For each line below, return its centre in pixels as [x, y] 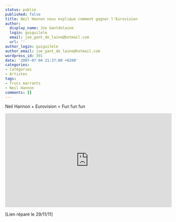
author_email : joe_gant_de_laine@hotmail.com [53, 51]
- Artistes [16, 74]
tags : [11, 79]
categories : [17, 65]
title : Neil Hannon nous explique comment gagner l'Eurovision [71, 19]
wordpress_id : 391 [24, 56]
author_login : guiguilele [32, 46]
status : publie [21, 10]
